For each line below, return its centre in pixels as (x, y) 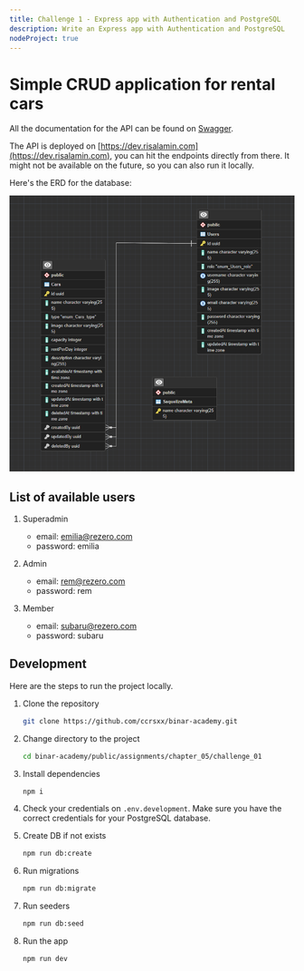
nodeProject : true (44, 38)
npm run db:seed (53, 924)
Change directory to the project (81, 738)
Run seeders (46, 906)
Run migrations (51, 871)
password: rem (64, 590)
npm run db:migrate (59, 888)
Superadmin (45, 519)
